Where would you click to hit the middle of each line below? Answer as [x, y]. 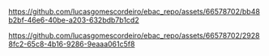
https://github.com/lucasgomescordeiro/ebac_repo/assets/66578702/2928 [134, 36]
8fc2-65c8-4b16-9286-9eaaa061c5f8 [72, 44]
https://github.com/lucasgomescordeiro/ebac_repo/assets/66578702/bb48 [134, 12]
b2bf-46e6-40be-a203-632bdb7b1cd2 [74, 20]
